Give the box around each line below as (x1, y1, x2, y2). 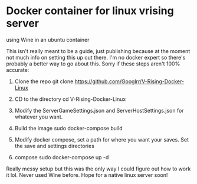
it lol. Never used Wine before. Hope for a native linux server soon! (6, 171, 168, 178)
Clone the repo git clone (14, 78, 74, 85)
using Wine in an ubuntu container (6, 36, 90, 43)
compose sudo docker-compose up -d (14, 153, 109, 160)
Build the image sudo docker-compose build (14, 124, 123, 132)
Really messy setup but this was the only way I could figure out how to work (6, 165, 191, 172)
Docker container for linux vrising (6, 4, 174, 18)
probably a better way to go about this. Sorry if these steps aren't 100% (6, 60, 180, 67)
